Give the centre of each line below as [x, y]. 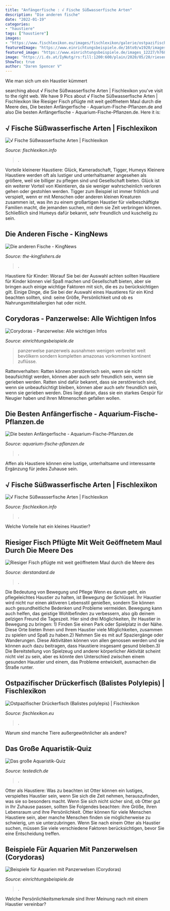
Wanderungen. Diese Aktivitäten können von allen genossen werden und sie [85, 640]
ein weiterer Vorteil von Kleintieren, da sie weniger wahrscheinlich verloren [83, 186]
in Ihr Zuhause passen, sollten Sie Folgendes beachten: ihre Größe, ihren [81, 807]
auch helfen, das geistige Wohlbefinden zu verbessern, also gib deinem [80, 613]
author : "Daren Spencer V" [34, 66]
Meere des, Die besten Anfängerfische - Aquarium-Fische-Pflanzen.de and [84, 107]
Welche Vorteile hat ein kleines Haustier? [48, 526]
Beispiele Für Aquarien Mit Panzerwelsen [71, 849]
